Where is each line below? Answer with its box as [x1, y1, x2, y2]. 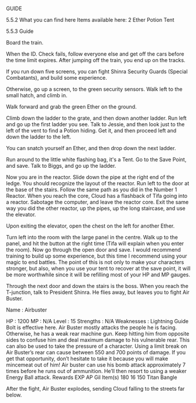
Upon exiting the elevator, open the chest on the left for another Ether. [6, 222, 175, 229]
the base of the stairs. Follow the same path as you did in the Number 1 [6, 186, 177, 193]
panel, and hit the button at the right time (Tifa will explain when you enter [6, 240, 184, 247]
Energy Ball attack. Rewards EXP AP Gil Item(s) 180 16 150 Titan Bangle [6, 374, 177, 381]
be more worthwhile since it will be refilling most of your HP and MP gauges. [6, 271, 190, 278]
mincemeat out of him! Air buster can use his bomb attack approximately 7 [6, 361, 186, 368]
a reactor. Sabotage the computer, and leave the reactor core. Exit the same [6, 199, 189, 205]
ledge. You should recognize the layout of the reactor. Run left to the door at [6, 180, 190, 187]
